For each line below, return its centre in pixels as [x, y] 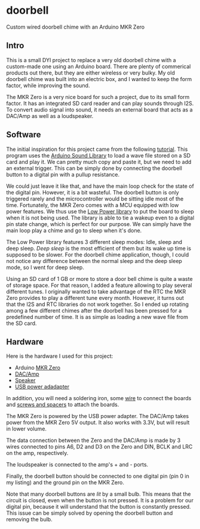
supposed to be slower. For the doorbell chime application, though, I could [98, 255]
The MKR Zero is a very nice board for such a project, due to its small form [98, 97]
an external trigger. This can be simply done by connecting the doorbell [94, 168]
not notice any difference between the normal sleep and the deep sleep [94, 261]
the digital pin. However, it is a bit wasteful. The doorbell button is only [93, 192]
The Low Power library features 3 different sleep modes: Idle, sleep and [94, 242]
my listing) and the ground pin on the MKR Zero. [65, 482]
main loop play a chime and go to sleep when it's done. [74, 230]
